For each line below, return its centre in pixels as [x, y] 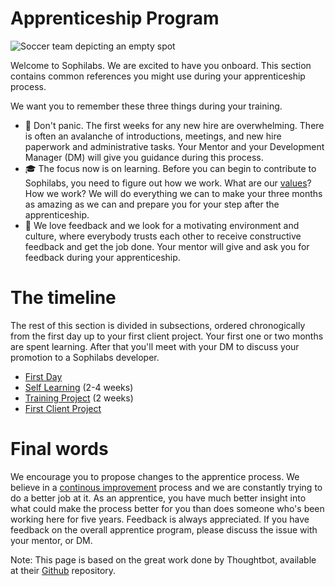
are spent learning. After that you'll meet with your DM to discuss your [155, 346]
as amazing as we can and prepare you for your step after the [152, 204]
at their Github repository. [63, 570]
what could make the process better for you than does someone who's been [167, 508]
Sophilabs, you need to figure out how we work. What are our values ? [168, 183]
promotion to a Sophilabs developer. [85, 357]
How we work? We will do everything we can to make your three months [173, 193]
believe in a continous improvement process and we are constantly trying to [166, 487]
